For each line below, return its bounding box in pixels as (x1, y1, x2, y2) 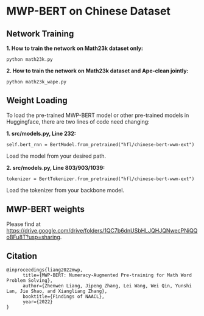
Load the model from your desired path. (6, 152, 107, 160)
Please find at (6, 220, 41, 228)
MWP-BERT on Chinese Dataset (6, 4, 171, 18)
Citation (6, 251, 38, 261)
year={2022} (22, 299, 53, 305)
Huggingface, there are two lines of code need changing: (6, 118, 150, 125)
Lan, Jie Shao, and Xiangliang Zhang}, (6, 288, 108, 295)
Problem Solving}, (6, 278, 53, 284)
